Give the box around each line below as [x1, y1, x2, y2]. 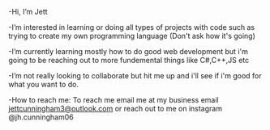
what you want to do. [8, 80, 79, 89]
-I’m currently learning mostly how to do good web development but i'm [8, 47, 249, 56]
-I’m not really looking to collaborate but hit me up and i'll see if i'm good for [8, 71, 262, 80]
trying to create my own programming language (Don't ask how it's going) [8, 31, 255, 40]
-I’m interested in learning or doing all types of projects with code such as [8, 23, 255, 31]
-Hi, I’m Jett [8, 7, 48, 16]
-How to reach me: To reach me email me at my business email [8, 95, 219, 104]
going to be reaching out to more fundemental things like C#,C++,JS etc [8, 56, 250, 65]
